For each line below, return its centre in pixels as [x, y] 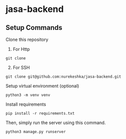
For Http [21, 49]
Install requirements [26, 104]
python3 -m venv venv [28, 95]
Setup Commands [34, 28]
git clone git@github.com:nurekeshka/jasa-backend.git [63, 77]
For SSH [21, 68]
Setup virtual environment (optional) [42, 86]
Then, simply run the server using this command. [56, 123]
